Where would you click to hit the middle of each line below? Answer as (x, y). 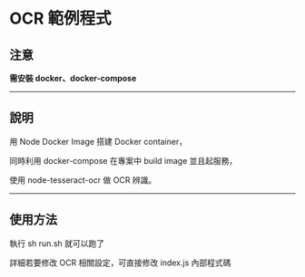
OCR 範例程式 (60, 19)
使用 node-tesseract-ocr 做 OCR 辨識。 (83, 180)
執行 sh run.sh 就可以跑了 (57, 243)
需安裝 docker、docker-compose (73, 78)
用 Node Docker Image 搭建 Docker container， (98, 141)
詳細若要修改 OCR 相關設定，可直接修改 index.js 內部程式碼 (120, 263)
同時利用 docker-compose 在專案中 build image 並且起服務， (123, 160)
